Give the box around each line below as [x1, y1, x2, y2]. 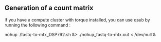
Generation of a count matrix [4, 4, 93, 12]
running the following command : [4, 22, 71, 28]
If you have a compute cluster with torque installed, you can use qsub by [4, 17, 150, 22]
